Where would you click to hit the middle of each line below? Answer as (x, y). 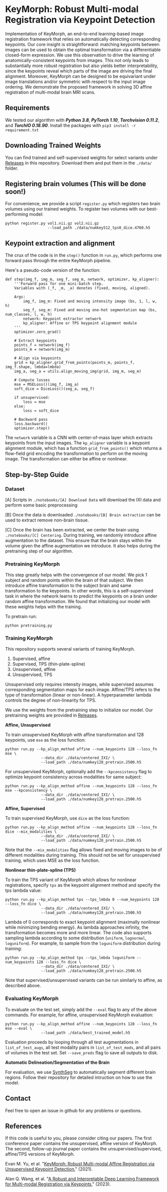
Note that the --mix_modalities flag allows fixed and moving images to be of (83, 850)
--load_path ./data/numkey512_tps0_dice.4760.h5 (99, 228)
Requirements (27, 108)
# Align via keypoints (38, 358)
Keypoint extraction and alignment (60, 243)
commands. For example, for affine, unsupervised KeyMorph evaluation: (79, 1015)
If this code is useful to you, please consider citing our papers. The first (79, 1138)
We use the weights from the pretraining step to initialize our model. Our (79, 710)
